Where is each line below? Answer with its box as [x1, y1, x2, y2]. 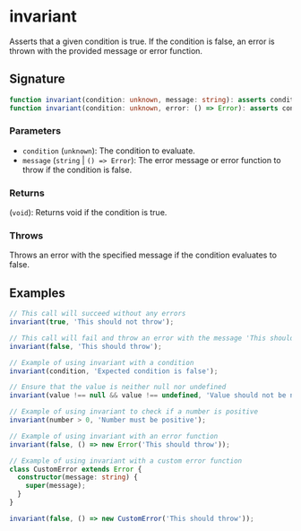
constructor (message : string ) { [17, 473, 139, 482]
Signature [9, 72, 65, 87]
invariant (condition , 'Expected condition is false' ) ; [9, 366, 219, 376]
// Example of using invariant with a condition [9, 358, 194, 367]
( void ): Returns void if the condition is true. [9, 207, 168, 218]
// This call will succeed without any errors [9, 309, 186, 318]
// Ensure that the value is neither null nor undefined [9, 383, 227, 392]
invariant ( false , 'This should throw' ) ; [9, 342, 163, 351]
